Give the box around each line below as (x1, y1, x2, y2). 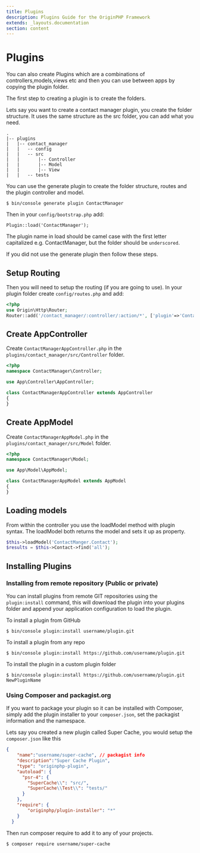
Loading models (6, 505, 67, 515)
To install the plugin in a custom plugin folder (6, 661, 117, 667)
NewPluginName (6, 677, 42, 683)
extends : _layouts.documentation (6, 20, 89, 26)
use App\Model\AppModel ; (6, 467, 68, 473)
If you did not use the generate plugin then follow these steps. (6, 251, 158, 258)
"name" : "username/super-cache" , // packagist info (17, 752, 145, 758)
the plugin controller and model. (6, 189, 85, 196)
